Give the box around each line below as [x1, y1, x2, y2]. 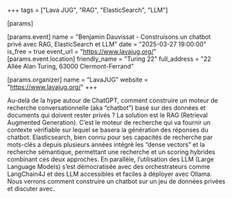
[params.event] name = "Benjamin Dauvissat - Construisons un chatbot [7, 33, 211, 41]
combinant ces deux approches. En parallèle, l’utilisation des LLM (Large [7, 155, 215, 163]
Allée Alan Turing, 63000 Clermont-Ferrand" [7, 62, 134, 70]
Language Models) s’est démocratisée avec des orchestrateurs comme [7, 163, 211, 170]
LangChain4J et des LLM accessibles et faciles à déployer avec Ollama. [7, 170, 213, 178]
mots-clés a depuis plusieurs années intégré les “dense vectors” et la [7, 141, 206, 148]
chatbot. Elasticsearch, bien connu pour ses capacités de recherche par [7, 133, 213, 141]
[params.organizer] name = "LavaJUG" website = [7, 75, 149, 84]
